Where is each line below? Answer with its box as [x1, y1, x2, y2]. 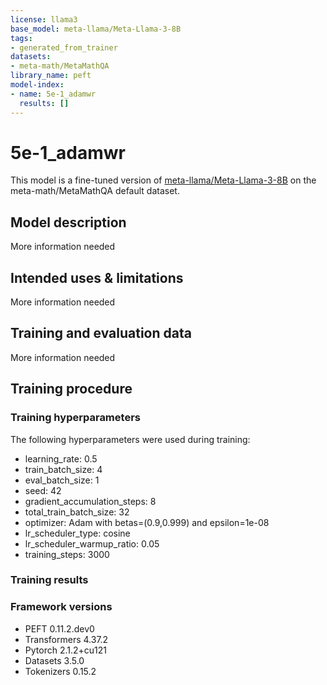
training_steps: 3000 [24, 548, 110, 560]
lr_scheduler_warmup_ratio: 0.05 [24, 537, 160, 550]
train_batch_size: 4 [24, 463, 103, 475]
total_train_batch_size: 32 [24, 506, 130, 518]
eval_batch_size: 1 [24, 474, 100, 486]
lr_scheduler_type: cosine [24, 527, 131, 539]
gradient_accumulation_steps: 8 [24, 495, 157, 507]
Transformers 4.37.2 [24, 633, 109, 645]
